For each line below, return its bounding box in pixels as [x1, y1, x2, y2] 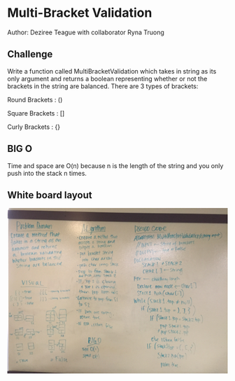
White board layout [7, 189, 92, 201]
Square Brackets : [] [7, 109, 65, 117]
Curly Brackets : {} [7, 123, 61, 131]
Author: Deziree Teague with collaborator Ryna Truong [7, 28, 164, 36]
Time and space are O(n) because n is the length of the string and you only [7, 161, 224, 169]
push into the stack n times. [7, 169, 87, 177]
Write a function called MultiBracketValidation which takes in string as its [7, 67, 217, 75]
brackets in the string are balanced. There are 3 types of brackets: [7, 82, 199, 90]
